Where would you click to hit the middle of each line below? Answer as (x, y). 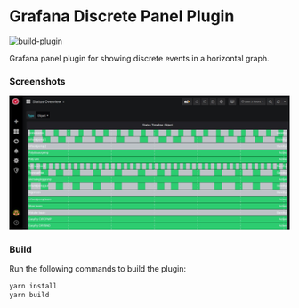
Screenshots (37, 81)
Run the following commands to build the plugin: (98, 269)
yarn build (29, 296)
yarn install (33, 287)
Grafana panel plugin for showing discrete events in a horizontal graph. (139, 58)
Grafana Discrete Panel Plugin (122, 16)
